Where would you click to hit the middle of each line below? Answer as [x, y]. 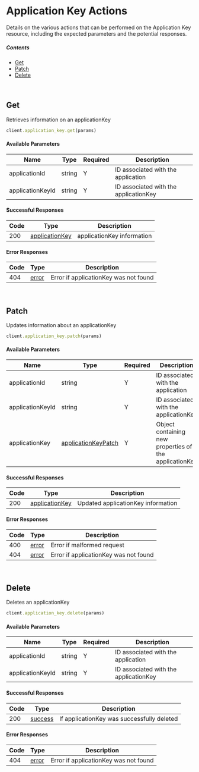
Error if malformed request [87, 545]
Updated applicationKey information [127, 503]
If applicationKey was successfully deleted [118, 718]
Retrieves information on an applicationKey [59, 120]
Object [165, 425]
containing [171, 432]
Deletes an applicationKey [38, 602]
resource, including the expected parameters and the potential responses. [97, 33]
